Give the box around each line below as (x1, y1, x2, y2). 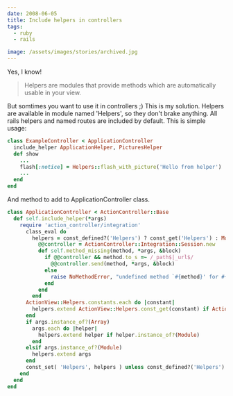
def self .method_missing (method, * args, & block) (37, 247, 182, 254)
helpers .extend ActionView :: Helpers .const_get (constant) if (32, 306, 209, 313)
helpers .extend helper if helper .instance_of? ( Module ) (37, 331, 200, 338)
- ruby (13, 29, 33, 37)
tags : (7, 23, 23, 30)
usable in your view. (24, 88, 82, 97)
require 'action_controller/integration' (19, 222, 141, 229)
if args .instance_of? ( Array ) (25, 318, 110, 325)
